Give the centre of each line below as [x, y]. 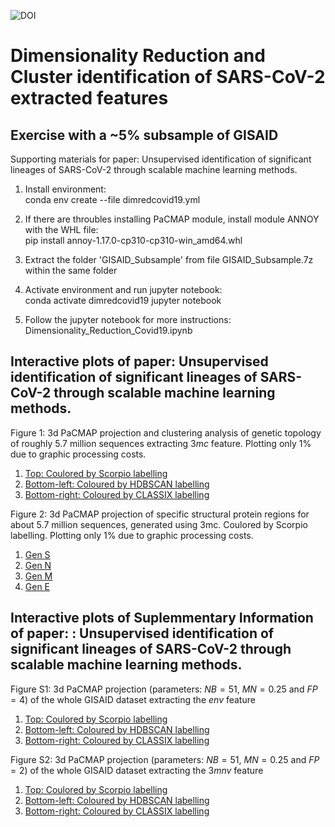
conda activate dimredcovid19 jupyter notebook [123, 300]
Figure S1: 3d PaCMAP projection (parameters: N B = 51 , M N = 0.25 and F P [164, 689]
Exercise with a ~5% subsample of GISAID [144, 135]
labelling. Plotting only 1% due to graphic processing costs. [132, 535]
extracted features [89, 98]
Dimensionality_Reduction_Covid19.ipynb [108, 330]
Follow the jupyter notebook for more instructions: [128, 319]
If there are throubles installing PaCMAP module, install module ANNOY [172, 219]
